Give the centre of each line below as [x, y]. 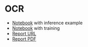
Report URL [24, 33]
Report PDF [24, 39]
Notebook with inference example [47, 23]
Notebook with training [36, 28]
